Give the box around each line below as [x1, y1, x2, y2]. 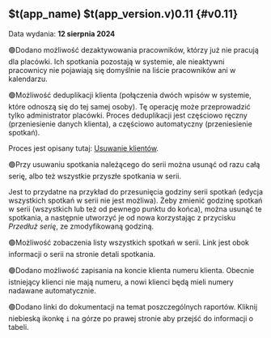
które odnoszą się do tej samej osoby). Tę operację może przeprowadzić [8, 101, 251, 111]
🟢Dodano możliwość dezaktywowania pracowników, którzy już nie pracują [8, 45, 259, 54]
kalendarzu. [8, 74, 49, 83]
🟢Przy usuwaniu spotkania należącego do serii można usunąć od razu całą [8, 159, 260, 169]
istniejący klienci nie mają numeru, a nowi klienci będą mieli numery [8, 276, 234, 287]
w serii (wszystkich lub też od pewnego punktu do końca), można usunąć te [8, 203, 262, 214]
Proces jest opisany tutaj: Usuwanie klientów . [8, 143, 159, 153]
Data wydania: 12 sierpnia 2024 [8, 28, 116, 38]
